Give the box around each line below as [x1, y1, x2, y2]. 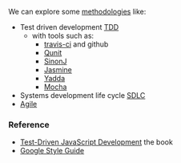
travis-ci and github [43, 39, 109, 49]
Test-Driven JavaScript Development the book [19, 137, 174, 147]
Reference [8, 119, 50, 130]
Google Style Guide [19, 146, 85, 156]
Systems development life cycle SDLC [19, 91, 146, 100]
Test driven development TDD [19, 22, 119, 31]
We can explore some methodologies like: [8, 7, 147, 16]
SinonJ [43, 56, 67, 66]
